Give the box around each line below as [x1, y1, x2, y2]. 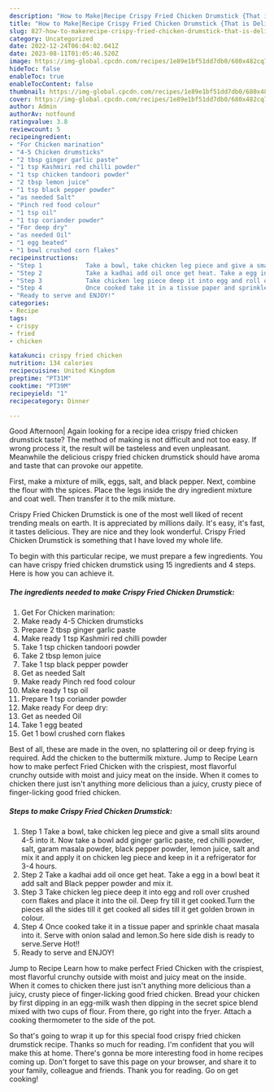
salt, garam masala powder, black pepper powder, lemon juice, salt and [20, 844, 259, 854]
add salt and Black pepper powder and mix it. [20, 879, 173, 889]
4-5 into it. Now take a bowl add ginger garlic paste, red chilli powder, [20, 835, 255, 846]
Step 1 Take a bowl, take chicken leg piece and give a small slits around [20, 827, 260, 837]
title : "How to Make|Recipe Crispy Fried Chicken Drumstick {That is [9, 20, 250, 28]
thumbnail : [9, 87, 46, 96]
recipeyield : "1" [9, 389, 68, 398]
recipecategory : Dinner [9, 397, 90, 405]
